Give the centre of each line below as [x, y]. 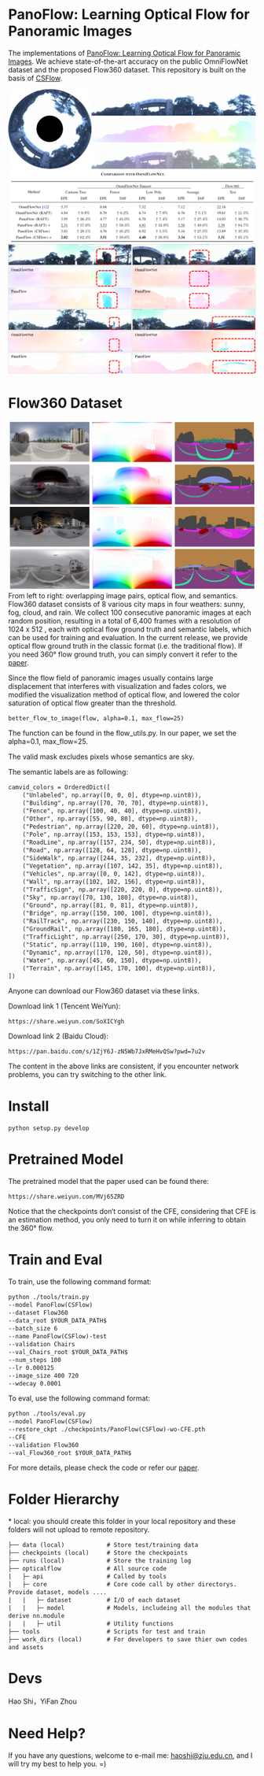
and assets [26, 1648]
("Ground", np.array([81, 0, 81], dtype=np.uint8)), [110, 906]
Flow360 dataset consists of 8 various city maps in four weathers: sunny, [127, 605]
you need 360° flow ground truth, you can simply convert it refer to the [123, 654]
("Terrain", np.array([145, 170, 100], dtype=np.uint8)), [119, 969]
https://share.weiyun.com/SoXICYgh [66, 1022]
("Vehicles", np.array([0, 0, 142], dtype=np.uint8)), [114, 874]
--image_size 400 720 [44, 1376]
